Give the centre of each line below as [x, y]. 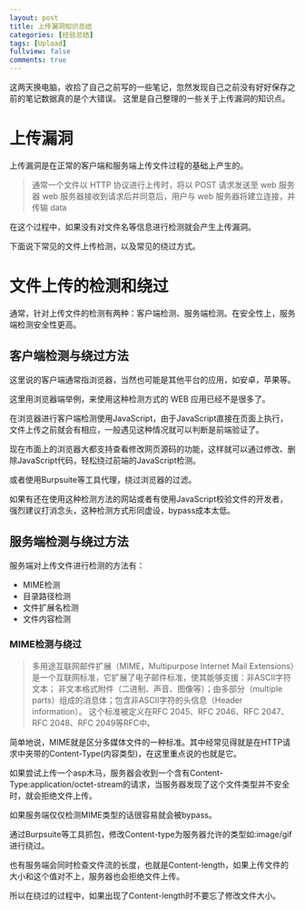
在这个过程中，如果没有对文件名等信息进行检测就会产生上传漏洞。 [133, 226]
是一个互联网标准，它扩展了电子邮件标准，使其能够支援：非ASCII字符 [162, 677]
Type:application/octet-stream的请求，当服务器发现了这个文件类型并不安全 [150, 784]
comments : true [38, 60]
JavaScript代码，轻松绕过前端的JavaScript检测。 [109, 460]
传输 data [49, 207]
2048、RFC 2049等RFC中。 [103, 723]
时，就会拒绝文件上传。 [53, 795]
